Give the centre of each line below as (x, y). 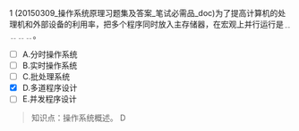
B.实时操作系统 (50, 66)
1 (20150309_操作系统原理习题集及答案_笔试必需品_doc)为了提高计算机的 (144, 13)
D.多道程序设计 (50, 88)
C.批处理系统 (46, 77)
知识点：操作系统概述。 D (78, 118)
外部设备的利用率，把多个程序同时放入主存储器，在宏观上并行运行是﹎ (162, 24)
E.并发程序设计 (50, 99)
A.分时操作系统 (50, 54)
